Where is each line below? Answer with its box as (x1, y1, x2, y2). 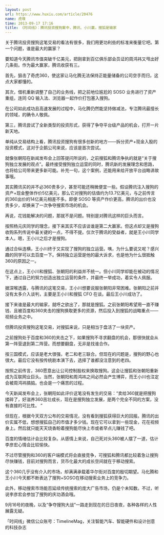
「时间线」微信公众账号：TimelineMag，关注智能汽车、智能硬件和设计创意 (5, 518, 155, 524)
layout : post (5, 7, 32, 12)
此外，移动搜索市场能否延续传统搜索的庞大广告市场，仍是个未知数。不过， (5, 486, 155, 491)
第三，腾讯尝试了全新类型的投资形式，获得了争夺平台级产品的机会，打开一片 (5, 122, 159, 128)
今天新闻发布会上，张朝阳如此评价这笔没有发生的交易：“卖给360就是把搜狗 (5, 390, 156, 396)
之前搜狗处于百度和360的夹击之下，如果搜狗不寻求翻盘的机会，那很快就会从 (5, 335, 159, 340)
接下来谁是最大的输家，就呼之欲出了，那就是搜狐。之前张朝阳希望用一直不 (5, 302, 155, 308)
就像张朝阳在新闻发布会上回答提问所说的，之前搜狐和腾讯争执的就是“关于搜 (5, 155, 157, 161)
